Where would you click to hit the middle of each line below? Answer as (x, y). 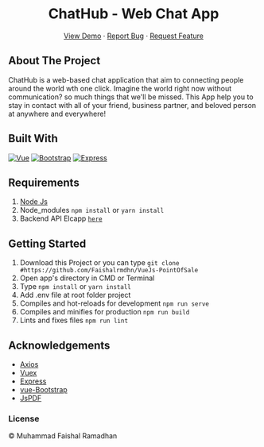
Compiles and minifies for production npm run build (105, 312)
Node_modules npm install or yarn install (92, 210)
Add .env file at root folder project (75, 295)
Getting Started (47, 243)
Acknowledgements (59, 345)
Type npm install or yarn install (75, 287)
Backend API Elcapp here (61, 218)
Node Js (33, 202)
